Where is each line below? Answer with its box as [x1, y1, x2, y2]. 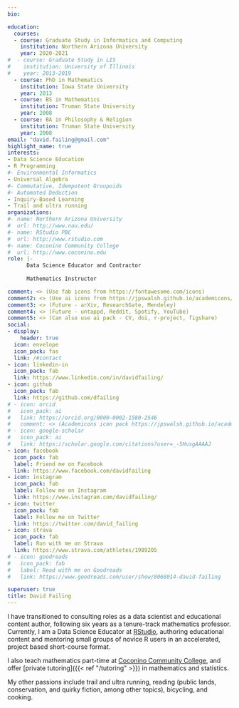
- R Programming [7, 163, 55, 170]
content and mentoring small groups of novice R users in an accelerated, [7, 635, 221, 643]
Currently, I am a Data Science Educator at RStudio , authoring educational [7, 627, 224, 635]
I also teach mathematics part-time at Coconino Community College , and [7, 657, 221, 665]
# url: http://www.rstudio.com [7, 235, 103, 242]
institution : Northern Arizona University [20, 43, 148, 51]
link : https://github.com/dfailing [14, 394, 119, 401]
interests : [7, 149, 40, 157]
